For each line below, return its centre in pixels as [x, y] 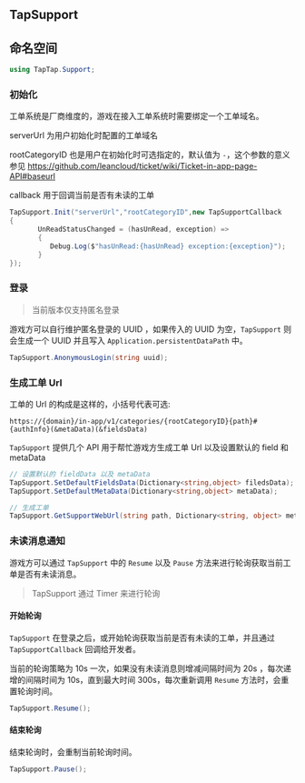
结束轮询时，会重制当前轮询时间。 [73, 752]
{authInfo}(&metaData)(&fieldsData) [79, 429]
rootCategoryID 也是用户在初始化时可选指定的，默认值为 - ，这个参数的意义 [150, 155]
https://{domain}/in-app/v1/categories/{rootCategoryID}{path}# [133, 421]
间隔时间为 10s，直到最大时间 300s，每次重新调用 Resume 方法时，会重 [157, 679]
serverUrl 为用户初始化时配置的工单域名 [84, 136]
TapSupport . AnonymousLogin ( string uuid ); [89, 357]
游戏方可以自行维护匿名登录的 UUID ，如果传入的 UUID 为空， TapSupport [145, 329]
